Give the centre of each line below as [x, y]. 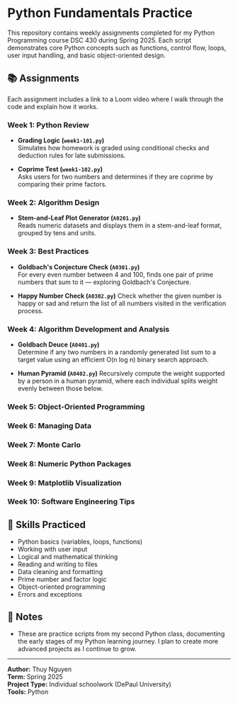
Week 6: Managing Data [50, 425]
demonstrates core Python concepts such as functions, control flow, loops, [117, 47]
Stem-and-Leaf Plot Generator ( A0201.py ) [79, 218]
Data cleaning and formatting [60, 572]
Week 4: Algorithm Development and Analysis [89, 329]
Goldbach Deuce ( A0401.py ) [58, 344]
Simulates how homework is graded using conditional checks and [113, 148]
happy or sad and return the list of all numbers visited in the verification [122, 303]
